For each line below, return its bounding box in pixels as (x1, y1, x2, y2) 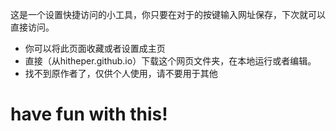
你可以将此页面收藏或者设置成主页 (24, 43, 166, 54)
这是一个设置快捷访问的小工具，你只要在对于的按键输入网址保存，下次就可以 (10, 9, 326, 20)
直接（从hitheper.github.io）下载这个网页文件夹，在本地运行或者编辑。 (24, 55, 317, 67)
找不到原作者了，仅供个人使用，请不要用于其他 (24, 68, 218, 79)
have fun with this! (10, 103, 168, 126)
